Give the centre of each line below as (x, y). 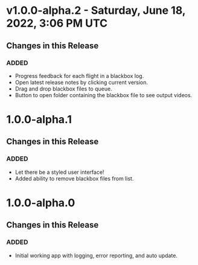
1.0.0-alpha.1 (39, 120)
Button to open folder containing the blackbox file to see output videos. (104, 95)
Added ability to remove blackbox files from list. (74, 178)
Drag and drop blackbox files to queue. (64, 89)
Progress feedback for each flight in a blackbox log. (79, 75)
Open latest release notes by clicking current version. (81, 82)
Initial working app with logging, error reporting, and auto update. (96, 255)
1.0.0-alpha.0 (41, 203)
